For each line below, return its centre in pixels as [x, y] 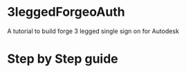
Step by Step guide [63, 59]
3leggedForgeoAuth [66, 12]
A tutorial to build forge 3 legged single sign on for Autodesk [93, 31]
